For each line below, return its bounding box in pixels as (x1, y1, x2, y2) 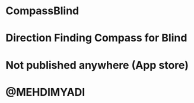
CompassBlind (5, 4, 79, 18)
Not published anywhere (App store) (5, 58, 189, 72)
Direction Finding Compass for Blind (5, 31, 187, 45)
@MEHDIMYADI (5, 85, 85, 99)
